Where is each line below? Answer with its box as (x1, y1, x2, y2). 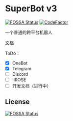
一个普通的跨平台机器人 (5, 29, 52, 35)
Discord (12, 71, 28, 77)
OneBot (12, 60, 28, 66)
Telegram (12, 66, 32, 71)
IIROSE (12, 77, 26, 83)
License (5, 97, 30, 106)
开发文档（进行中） (12, 83, 51, 89)
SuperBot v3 (5, 3, 57, 14)
